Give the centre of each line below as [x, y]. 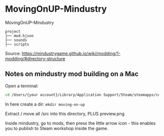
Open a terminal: [22, 86]
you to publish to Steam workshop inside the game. [57, 128]
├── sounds [16, 40]
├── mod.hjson [20, 36]
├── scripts [17, 44]
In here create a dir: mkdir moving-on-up [45, 104]
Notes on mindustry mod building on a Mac [72, 74]
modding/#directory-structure [35, 58]
